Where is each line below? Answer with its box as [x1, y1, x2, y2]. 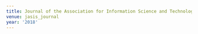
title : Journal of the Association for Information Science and [6, 8, 167, 14]
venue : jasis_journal [6, 14, 60, 20]
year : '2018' [6, 19, 38, 25]
